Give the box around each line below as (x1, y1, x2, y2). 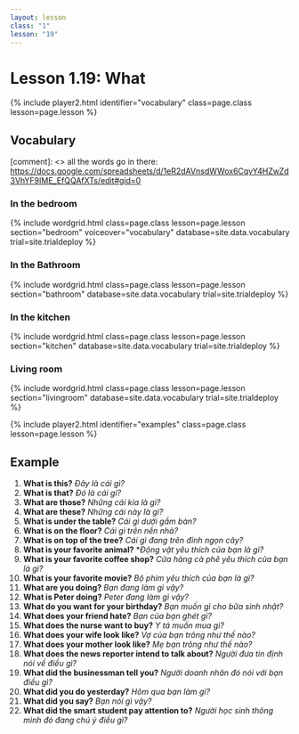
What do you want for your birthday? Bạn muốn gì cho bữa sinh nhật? (22, 601, 284, 612)
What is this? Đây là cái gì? (22, 478, 125, 489)
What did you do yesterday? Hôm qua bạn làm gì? (22, 687, 211, 697)
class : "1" (10, 21, 51, 30)
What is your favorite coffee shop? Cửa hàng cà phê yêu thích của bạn (22, 554, 288, 565)
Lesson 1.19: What (10, 68, 146, 88)
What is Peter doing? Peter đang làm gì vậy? (22, 591, 190, 602)
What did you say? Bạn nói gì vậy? (22, 696, 152, 706)
